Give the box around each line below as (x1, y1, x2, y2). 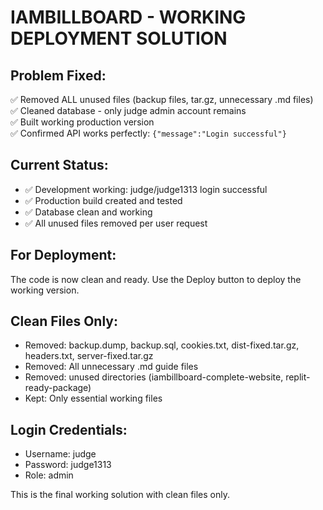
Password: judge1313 (24, 459, 112, 471)
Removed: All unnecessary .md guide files (24, 361, 199, 373)
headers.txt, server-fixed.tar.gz (24, 350, 154, 362)
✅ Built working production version (10, 116, 155, 128)
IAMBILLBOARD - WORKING (10, 6, 247, 29)
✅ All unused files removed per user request (24, 217, 208, 229)
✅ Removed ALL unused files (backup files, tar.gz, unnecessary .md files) (10, 94, 314, 105)
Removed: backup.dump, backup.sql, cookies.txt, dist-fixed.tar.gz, (24, 339, 300, 351)
